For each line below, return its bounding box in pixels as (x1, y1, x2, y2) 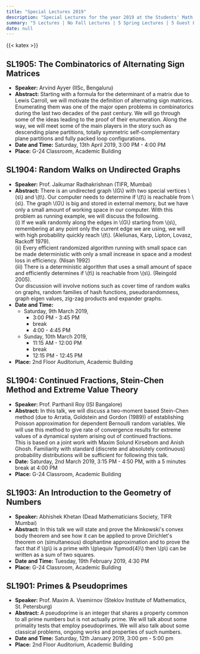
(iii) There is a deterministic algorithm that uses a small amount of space (14, 263, 192, 270)
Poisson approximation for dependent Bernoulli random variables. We (14, 419, 186, 427)
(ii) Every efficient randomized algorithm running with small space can (14, 244, 187, 251)
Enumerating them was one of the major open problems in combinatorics (14, 103, 194, 110)
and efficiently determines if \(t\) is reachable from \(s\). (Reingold (14, 269, 177, 276)
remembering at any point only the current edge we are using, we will (14, 225, 186, 232)
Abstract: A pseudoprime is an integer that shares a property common (14, 609, 189, 616)
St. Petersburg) (14, 603, 52, 610)
